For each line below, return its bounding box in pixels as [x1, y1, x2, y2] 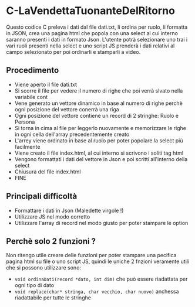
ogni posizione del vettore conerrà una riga [14, 105, 119, 112]
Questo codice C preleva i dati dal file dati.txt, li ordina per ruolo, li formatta [6, 23, 188, 30]
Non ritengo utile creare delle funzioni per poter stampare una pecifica [6, 252, 177, 259]
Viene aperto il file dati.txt [14, 81, 78, 88]
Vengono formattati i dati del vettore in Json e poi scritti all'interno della [14, 155, 188, 162]
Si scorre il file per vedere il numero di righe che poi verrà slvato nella [14, 87, 183, 94]
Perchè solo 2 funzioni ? [6, 236, 96, 246]
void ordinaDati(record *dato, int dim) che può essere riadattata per [14, 275, 188, 282]
